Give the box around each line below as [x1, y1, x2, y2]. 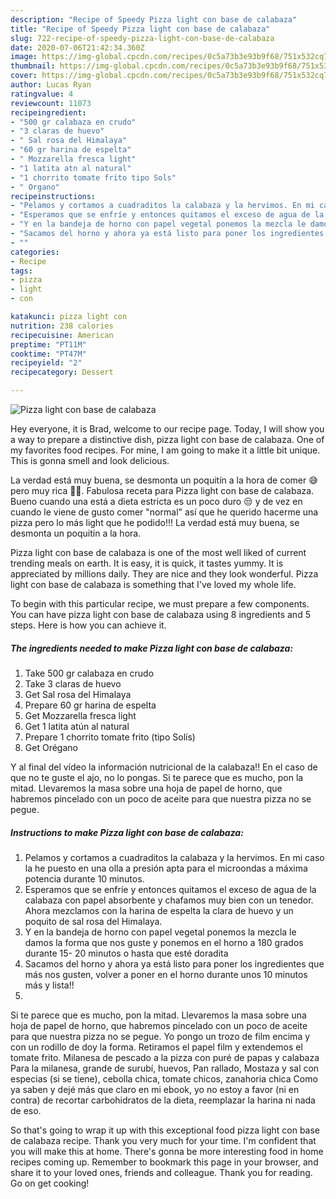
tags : [10, 266, 33, 276]
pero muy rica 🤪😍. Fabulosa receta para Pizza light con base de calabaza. [10, 485, 315, 496]
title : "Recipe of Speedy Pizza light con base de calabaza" [10, 24, 271, 34]
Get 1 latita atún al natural [24, 720, 130, 732]
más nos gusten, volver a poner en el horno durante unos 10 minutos [24, 968, 308, 980]
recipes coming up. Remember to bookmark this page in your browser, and [10, 1156, 319, 1168]
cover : [10, 71, 38, 81]
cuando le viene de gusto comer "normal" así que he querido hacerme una [10, 506, 319, 518]
